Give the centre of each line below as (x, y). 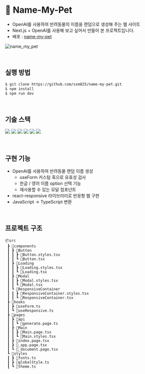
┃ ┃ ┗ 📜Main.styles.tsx (31, 336)
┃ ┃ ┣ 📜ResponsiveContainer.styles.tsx (48, 293)
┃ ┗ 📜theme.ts (22, 366)
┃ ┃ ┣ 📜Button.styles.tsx (34, 255)
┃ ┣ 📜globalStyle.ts (28, 362)
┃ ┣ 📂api (16, 319)
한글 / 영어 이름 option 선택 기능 (50, 183)
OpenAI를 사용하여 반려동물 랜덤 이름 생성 (53, 171)
